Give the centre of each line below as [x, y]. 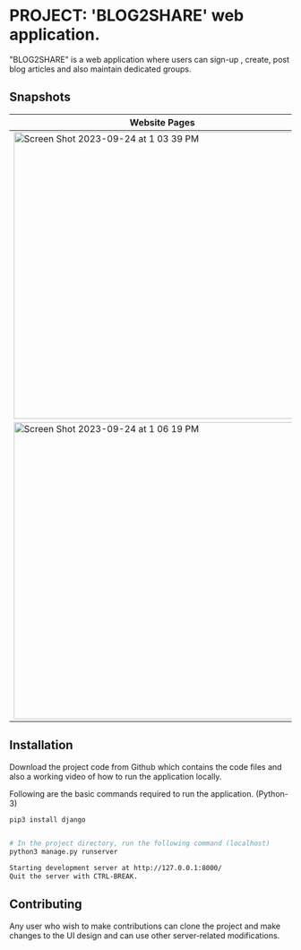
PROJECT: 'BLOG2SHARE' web [127, 16]
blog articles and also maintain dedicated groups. [100, 69]
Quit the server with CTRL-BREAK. [74, 877]
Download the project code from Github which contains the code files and [146, 766]
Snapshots [40, 97]
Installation [41, 745]
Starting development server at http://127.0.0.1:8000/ [116, 868]
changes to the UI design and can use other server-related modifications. [145, 935]
